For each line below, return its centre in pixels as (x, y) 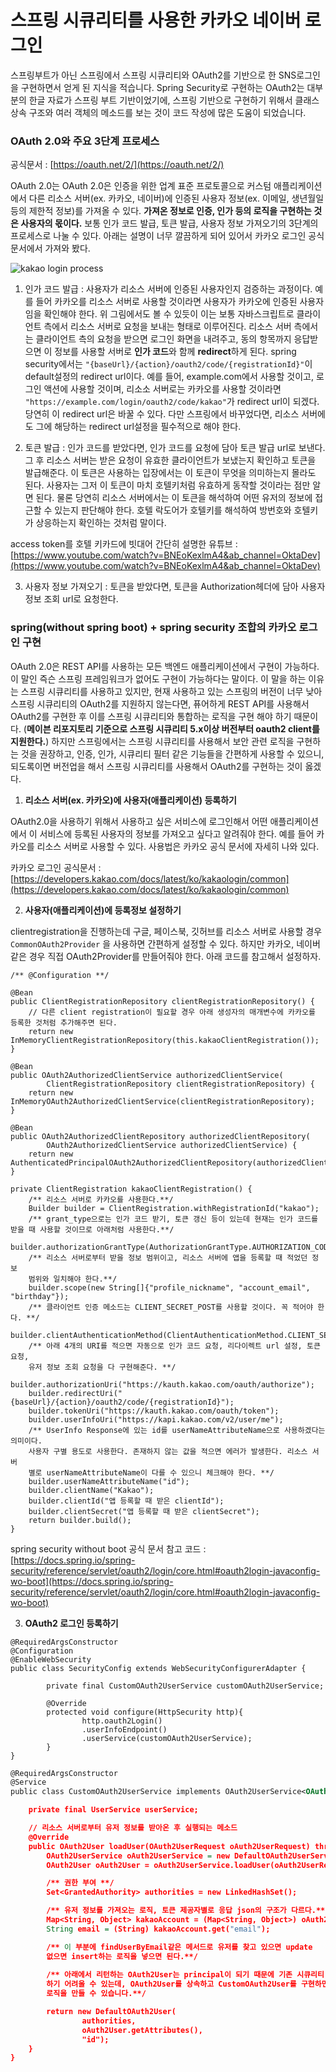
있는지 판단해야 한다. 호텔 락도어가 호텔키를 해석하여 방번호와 (173, 510)
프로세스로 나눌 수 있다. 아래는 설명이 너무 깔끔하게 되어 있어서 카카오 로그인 (158, 236)
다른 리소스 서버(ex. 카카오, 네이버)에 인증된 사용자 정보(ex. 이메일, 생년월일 (176, 198)
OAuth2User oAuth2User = (98, 1865)
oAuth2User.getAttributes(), (142, 2030)
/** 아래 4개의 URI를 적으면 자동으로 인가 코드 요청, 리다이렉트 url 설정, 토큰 (174, 1346)
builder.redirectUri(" (75, 1393)
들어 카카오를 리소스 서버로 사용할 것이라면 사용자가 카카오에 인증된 (166, 302)
